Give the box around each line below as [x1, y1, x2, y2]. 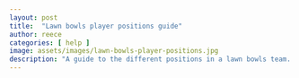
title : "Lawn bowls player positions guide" [9, 22, 182, 30]
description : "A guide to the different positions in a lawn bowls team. [9, 55, 292, 64]
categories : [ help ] [9, 38, 91, 48]
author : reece [9, 30, 63, 39]
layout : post [9, 13, 58, 22]
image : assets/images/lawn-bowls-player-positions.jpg [9, 47, 219, 56]
